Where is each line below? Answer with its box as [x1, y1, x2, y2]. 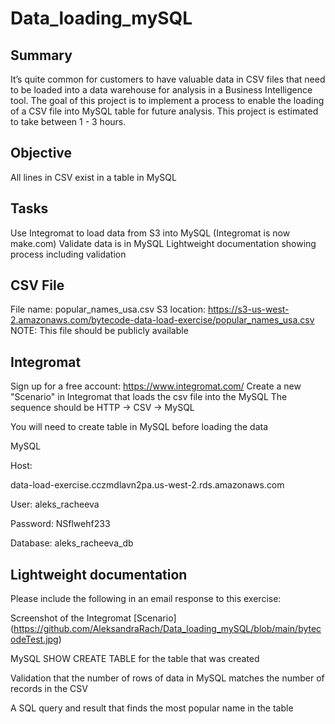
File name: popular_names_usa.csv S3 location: [10, 303, 206, 316]
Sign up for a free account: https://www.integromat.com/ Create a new [10, 380, 302, 392]
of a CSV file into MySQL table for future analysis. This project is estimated [10, 105, 319, 117]
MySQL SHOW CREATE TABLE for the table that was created [10, 653, 260, 665]
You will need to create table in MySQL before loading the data [10, 421, 269, 433]
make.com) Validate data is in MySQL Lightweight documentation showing [10, 237, 317, 249]
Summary [10, 47, 73, 64]
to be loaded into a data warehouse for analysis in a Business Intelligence [10, 84, 313, 96]
